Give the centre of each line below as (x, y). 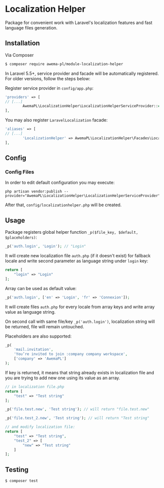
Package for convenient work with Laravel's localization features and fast (79, 23)
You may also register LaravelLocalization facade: (56, 120)
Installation (22, 43)
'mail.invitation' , (34, 350)
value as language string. (31, 312)
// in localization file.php (35, 387)
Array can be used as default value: (41, 288)
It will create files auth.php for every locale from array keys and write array (80, 307)
